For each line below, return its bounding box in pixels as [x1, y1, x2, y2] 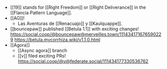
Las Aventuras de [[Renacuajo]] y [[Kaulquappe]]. [17, 20, 123, 26]
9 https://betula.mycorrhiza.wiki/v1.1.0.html [10, 37, 101, 43]
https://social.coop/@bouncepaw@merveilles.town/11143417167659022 [10, 31, 162, 37]
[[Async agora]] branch [17, 48, 67, 53]
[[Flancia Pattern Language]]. [10, 10, 73, 16]
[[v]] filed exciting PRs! [17, 53, 66, 59]
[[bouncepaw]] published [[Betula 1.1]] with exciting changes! [10, 26, 139, 32]
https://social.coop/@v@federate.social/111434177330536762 [17, 58, 149, 64]
